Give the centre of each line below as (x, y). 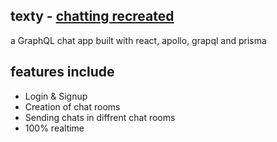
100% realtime (54, 128)
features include (62, 72)
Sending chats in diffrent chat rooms (100, 117)
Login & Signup (56, 96)
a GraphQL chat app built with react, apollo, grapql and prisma (138, 40)
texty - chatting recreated (92, 16)
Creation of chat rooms (72, 106)
